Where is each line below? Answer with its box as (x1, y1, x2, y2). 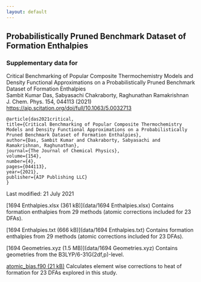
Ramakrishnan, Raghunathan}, (6, 143, 80, 149)
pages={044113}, (6, 164, 47, 170)
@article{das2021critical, (6, 116, 74, 123)
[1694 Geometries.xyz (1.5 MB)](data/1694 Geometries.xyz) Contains (6, 245, 178, 252)
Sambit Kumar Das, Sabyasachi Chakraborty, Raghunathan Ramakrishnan (6, 92, 189, 99)
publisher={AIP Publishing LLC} (6, 175, 88, 181)
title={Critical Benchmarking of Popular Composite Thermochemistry (6, 121, 182, 127)
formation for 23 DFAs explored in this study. (6, 269, 118, 277)
